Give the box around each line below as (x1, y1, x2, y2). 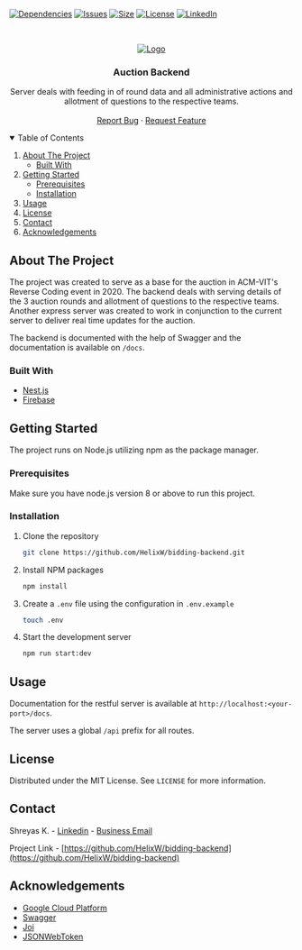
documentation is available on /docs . (9, 343, 146, 353)
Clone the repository (22, 530, 99, 541)
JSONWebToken (22, 931, 84, 942)
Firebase (22, 395, 56, 406)
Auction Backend (113, 66, 190, 78)
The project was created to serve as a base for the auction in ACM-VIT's (9, 277, 279, 288)
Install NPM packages (22, 564, 104, 575)
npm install (22, 581, 68, 590)
